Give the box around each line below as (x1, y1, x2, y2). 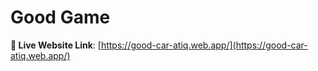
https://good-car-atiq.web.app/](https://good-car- (100, 39, 308, 51)
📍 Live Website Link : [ (10, 39, 102, 51)
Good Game (10, 6, 111, 29)
